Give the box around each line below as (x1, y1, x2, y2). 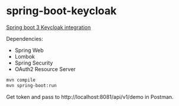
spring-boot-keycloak (6, 4, 117, 18)
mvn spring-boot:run (6, 82, 57, 88)
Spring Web (14, 46, 44, 54)
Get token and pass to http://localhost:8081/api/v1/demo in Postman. (6, 93, 174, 100)
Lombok (14, 53, 36, 60)
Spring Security (14, 59, 53, 66)
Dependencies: (6, 35, 43, 42)
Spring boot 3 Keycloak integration (6, 24, 91, 31)
